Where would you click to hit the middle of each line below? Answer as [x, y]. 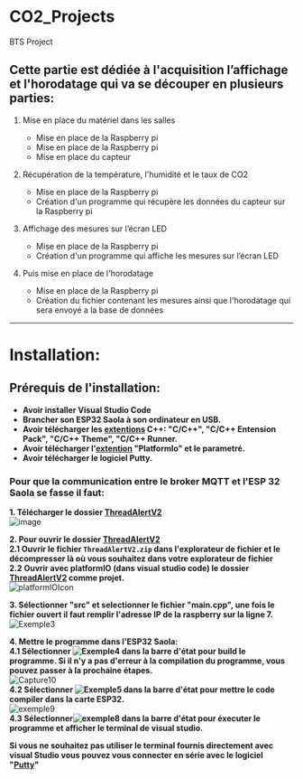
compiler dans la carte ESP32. [67, 699]
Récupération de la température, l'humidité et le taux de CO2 [135, 174]
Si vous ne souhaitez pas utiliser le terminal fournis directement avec [141, 746]
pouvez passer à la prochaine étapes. [81, 671]
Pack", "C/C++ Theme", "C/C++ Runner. [100, 438]
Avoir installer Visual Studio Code [87, 409]
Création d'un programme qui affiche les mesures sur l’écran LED [157, 256]
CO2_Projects [62, 17]
